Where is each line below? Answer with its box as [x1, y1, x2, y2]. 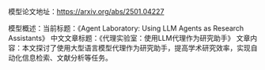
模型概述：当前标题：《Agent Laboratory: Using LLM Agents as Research [8, 24, 244, 33]
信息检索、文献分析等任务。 [21, 53, 112, 62]
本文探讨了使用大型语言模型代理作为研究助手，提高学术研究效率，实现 [21, 43, 251, 53]
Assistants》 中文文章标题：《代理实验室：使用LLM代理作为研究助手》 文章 [8, 34, 251, 42]
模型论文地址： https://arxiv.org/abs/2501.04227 [8, 7, 165, 16]
